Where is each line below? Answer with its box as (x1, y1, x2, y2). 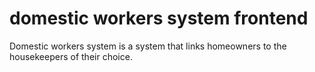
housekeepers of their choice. (9, 50, 133, 62)
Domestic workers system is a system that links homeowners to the (9, 40, 287, 52)
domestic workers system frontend (9, 7, 309, 30)
